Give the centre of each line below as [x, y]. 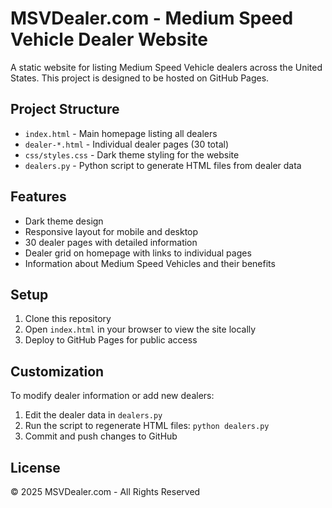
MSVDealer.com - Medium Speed [152, 18]
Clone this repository [68, 319]
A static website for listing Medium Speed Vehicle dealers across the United [166, 67]
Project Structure [65, 109]
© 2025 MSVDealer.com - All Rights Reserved [105, 491]
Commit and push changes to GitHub [101, 436]
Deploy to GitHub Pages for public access [111, 340]
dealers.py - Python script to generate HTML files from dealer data [163, 165]
